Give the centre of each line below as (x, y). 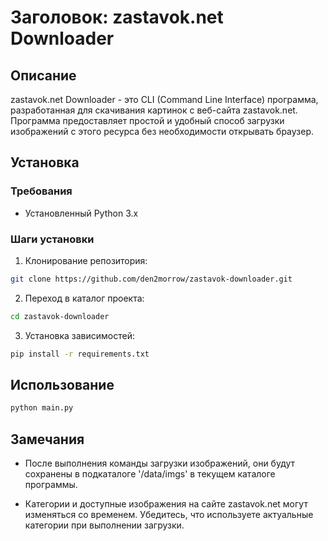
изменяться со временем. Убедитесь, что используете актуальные (169, 515)
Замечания (47, 439)
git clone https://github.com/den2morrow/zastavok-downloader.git (151, 279)
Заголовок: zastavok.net (117, 17)
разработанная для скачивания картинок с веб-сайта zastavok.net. (154, 110)
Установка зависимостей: (80, 335)
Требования (41, 191)
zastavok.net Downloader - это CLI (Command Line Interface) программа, (164, 99)
